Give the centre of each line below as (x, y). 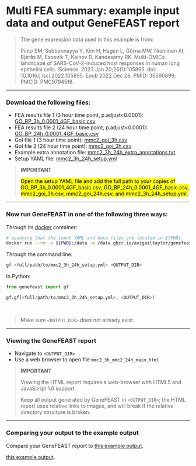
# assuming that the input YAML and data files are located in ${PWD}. (95, 238)
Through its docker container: (42, 227)
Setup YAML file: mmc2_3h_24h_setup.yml (66, 158)
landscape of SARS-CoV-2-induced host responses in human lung (100, 63)
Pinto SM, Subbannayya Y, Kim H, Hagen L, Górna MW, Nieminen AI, (102, 50)
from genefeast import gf (37, 287)
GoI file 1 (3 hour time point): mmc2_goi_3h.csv (71, 140)
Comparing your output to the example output (72, 433)
